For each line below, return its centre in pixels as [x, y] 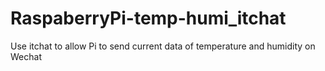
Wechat [26, 56]
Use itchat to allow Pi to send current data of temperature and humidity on [163, 46]
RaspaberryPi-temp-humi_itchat [148, 18]
